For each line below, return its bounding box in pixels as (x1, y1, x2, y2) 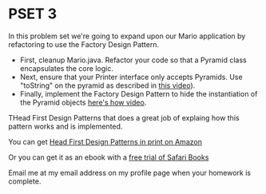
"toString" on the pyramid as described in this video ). (19, 81, 196, 90)
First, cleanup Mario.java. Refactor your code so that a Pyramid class (19, 55, 247, 65)
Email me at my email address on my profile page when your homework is (8, 168, 252, 177)
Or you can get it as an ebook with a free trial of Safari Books (8, 152, 209, 162)
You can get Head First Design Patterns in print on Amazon (8, 137, 202, 146)
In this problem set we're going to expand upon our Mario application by (8, 31, 246, 41)
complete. (8, 176, 42, 186)
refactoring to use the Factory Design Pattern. (8, 39, 160, 49)
